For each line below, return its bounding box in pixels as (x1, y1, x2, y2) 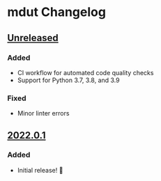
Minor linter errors (17, 109, 70, 118)
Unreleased (7, 32, 59, 44)
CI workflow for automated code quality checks (17, 68, 154, 77)
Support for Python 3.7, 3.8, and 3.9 (17, 76, 120, 84)
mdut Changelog (7, 4, 107, 20)
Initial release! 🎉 (17, 166, 63, 174)
